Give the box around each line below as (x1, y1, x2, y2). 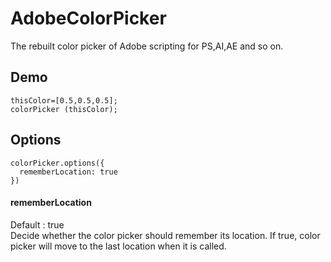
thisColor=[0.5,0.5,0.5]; (10, 95, 118, 106)
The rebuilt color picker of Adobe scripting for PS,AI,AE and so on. (10, 40, 284, 52)
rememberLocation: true (19, 167, 118, 177)
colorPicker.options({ (10, 158, 105, 168)
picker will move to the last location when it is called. (10, 240, 227, 252)
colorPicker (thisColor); (10, 104, 118, 114)
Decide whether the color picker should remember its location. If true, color (10, 229, 321, 241)
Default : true (10, 218, 65, 231)
